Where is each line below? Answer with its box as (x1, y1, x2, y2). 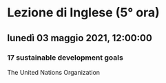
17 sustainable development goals (7, 53, 124, 62)
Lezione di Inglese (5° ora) (7, 5, 160, 21)
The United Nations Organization (7, 68, 101, 76)
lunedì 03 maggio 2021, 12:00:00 (7, 32, 153, 44)
